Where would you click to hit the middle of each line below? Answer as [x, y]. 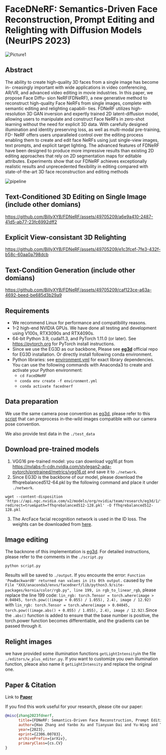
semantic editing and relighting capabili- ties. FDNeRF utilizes [68, 108]
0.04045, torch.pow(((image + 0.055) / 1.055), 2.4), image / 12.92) [78, 600]
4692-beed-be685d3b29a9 [34, 295]
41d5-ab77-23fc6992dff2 [31, 222]
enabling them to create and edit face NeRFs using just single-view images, [82, 140]
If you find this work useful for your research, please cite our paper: [74, 707]
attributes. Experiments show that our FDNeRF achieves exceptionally [76, 161]
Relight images [29, 642]
